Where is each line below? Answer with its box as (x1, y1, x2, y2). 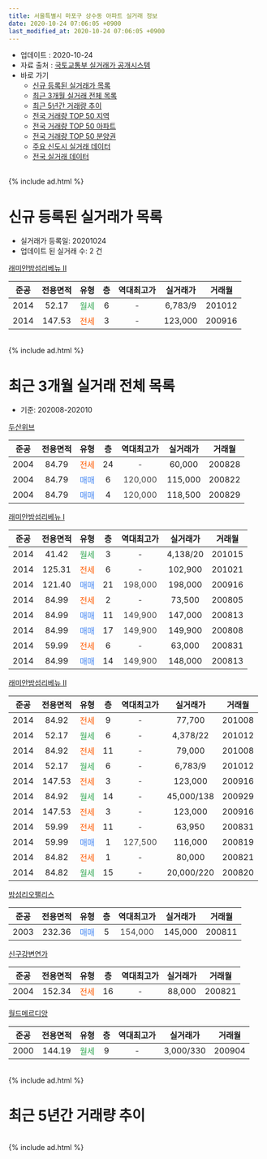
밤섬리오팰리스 (8, 890, 55, 900)
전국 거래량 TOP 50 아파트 (32, 121, 116, 131)
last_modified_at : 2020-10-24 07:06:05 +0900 (8, 27, 165, 35)
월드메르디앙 (8, 1009, 49, 1018)
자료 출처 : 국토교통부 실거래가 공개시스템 (19, 60, 151, 70)
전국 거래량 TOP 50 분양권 (32, 132, 116, 141)
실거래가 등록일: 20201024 (19, 236, 107, 246)
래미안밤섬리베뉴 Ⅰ (8, 512, 65, 522)
